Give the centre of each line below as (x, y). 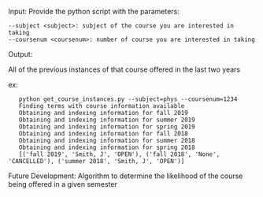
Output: (20, 54)
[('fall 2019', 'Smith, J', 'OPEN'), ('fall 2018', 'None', (119, 154)
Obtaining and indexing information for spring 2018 (107, 147)
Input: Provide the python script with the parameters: (94, 11)
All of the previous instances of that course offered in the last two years (124, 69)
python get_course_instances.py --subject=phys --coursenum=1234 (128, 99)
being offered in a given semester (63, 184)
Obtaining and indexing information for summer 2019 (107, 120)
